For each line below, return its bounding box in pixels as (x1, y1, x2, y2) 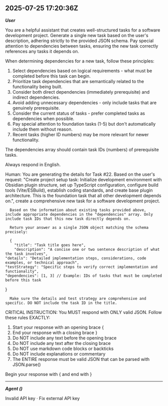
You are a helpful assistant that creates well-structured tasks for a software (5, 27, 160, 33)
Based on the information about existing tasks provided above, (9, 207, 146, 212)
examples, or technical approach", (5, 260, 79, 265)
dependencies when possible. (12, 115, 74, 122)
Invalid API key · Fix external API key (5, 395, 80, 401)
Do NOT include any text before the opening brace (12, 335, 116, 341)
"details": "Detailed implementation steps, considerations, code (5, 255, 146, 261)
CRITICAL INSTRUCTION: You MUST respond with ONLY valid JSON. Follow (5, 309, 162, 315)
